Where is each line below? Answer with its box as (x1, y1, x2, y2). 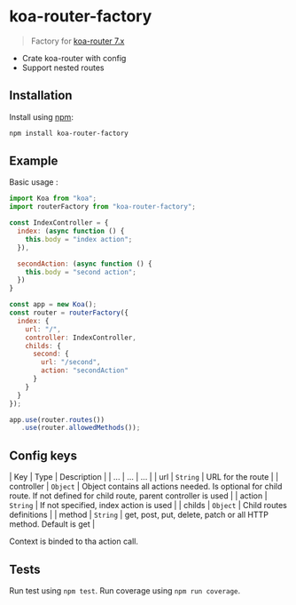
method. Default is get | (9, 519, 96, 529)
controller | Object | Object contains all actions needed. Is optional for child (9, 482, 283, 492)
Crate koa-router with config (21, 52, 127, 63)
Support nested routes (21, 62, 105, 73)
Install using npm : (9, 111, 74, 122)
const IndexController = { (9, 219, 109, 227)
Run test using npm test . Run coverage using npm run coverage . (9, 585, 241, 596)
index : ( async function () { (17, 227, 125, 236)
